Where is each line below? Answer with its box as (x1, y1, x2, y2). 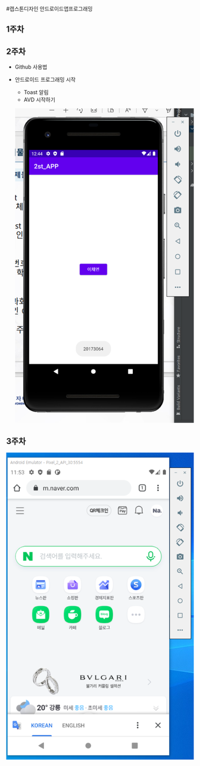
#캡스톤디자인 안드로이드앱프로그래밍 (6, 5, 93, 12)
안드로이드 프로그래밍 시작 (14, 76, 76, 83)
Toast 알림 (23, 89, 49, 96)
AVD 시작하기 (23, 96, 55, 103)
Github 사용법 (14, 63, 48, 70)
